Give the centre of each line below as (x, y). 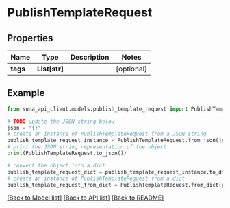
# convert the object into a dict (56, 165)
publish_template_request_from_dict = (62, 185)
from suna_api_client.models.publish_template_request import (98, 109)
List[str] (50, 69)
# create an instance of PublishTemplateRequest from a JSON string (107, 134)
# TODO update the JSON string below (61, 122)
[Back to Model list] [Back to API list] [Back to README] (86, 198)
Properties (30, 38)
